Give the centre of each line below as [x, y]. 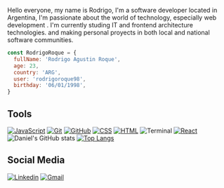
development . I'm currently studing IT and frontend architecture [100, 25]
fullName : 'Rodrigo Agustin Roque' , [67, 59]
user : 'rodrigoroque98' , [50, 79]
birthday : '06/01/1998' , [50, 86]
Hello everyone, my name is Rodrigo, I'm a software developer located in [112, 10]
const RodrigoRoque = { [42, 53]
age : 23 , [26, 66]
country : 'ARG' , [37, 72]
